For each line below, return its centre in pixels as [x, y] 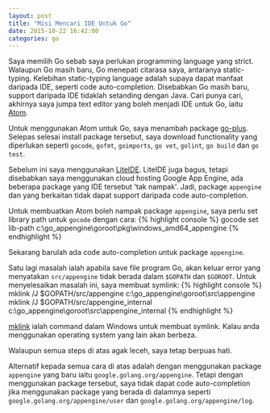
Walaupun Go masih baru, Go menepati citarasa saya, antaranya [115, 70]
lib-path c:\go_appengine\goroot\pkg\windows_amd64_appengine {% [124, 228]
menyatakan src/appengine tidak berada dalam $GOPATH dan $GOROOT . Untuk [132, 277]
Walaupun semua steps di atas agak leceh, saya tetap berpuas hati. [120, 351]
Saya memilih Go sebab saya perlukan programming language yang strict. [131, 61]
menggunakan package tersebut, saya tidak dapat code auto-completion [129, 383]
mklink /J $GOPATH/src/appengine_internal [81, 302]
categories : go [34, 38]
